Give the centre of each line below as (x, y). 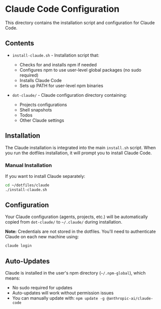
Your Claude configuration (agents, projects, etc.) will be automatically (77, 217)
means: (13, 278)
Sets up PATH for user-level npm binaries (61, 85)
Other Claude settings (42, 120)
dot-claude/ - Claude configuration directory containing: (69, 95)
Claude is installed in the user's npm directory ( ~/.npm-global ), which (76, 273)
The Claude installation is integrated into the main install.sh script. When (80, 147)
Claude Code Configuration (62, 9)
